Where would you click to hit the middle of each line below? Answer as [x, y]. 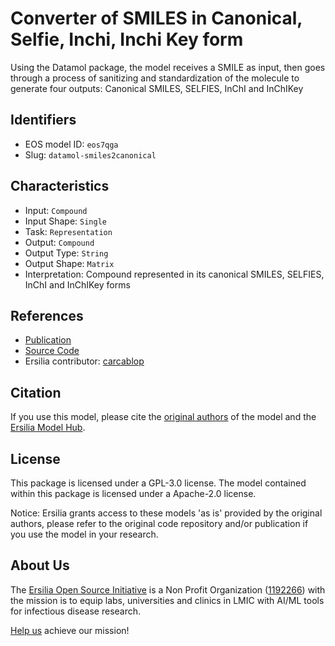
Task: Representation [68, 231]
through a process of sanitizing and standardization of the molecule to [155, 78]
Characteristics [60, 186]
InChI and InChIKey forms [77, 284]
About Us [40, 565]
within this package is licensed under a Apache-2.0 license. [133, 493]
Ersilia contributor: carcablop [84, 361]
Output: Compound [59, 242]
